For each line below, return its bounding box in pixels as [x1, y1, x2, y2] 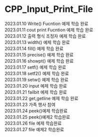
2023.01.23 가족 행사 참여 [4, 101, 56, 108]
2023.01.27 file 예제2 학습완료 [4, 126, 64, 133]
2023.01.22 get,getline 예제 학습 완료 [4, 95, 79, 101]
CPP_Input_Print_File [4, 3, 93, 15]
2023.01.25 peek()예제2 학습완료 [4, 114, 70, 120]
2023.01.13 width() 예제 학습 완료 [4, 39, 70, 45]
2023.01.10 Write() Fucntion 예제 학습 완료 [4, 20, 89, 26]
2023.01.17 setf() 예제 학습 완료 [4, 64, 67, 70]
